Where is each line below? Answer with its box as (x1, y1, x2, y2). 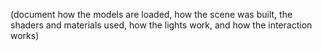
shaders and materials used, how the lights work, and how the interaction (10, 19, 313, 31)
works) (10, 30, 40, 41)
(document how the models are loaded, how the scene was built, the (10, 9, 293, 20)
